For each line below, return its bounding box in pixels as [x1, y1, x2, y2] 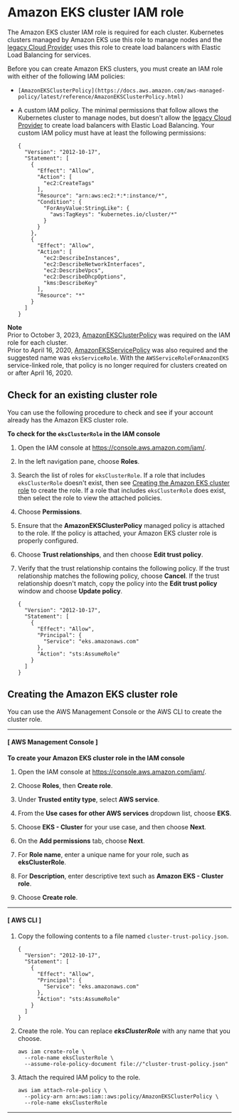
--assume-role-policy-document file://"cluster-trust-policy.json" [24, 1060, 229, 1067]
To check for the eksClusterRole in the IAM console [7, 429, 161, 438]
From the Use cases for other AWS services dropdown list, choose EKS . [17, 809, 232, 817]
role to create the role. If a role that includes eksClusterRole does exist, [17, 486, 226, 494]
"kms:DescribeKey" [43, 279, 98, 286]
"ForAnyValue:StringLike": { [43, 204, 130, 212]
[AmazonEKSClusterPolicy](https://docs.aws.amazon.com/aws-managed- [17, 87, 225, 94]
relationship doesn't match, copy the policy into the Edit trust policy [17, 579, 218, 588]
